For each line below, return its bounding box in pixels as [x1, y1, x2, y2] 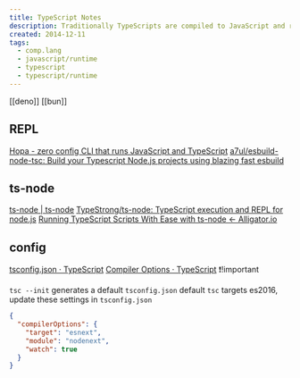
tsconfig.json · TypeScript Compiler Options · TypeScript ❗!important [9, 265, 260, 275]
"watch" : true [25, 345, 78, 354]
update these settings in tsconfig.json [9, 294, 153, 305]
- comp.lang [17, 46, 62, 55]
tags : [9, 38, 29, 47]
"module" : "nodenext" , [25, 336, 110, 345]
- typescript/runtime [17, 71, 98, 80]
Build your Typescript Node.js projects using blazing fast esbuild [46, 155, 284, 165]
